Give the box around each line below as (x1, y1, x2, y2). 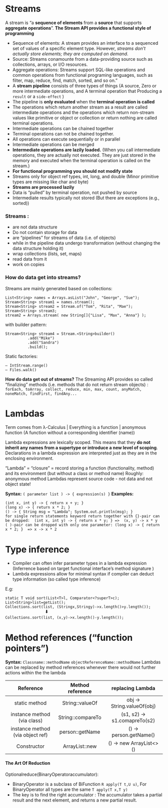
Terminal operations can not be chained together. (12, 131, 114, 137)
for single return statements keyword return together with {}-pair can (5, 514, 160, 519)
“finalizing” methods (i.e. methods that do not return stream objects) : (5, 381, 148, 387)
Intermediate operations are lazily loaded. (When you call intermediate (12, 147, 160, 153)
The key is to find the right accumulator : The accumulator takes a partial (12, 791, 162, 797)
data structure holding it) (12, 246, 64, 252)
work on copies (12, 262, 45, 268)
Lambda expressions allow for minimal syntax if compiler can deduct (12, 571, 154, 577)
